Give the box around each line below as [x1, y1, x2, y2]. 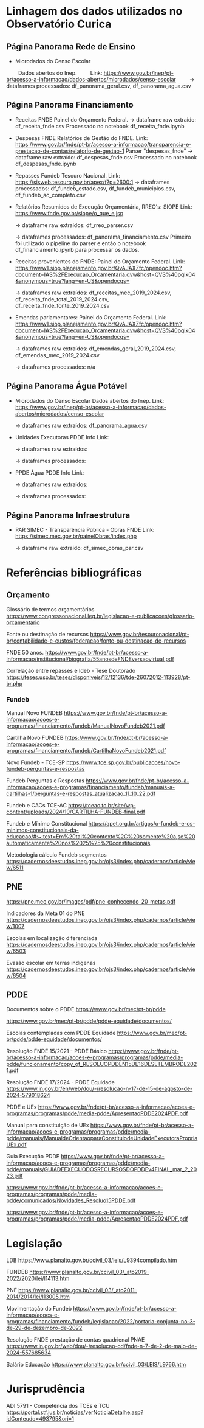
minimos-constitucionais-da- [6, 826, 79, 834]
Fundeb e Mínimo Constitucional [6, 820, 87, 827]
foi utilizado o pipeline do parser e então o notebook [15, 239, 146, 247]
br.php [6, 680, 23, 688]
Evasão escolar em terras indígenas [6, 959, 96, 966]
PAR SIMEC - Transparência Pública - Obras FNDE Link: [15, 526, 155, 534]
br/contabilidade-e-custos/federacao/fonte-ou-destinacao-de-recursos [6, 637, 186, 644]
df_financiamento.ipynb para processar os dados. [15, 246, 140, 253]
